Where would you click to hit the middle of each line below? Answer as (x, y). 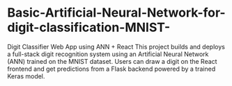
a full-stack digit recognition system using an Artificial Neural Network (108, 54)
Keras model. (26, 76)
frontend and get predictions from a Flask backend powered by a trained (111, 69)
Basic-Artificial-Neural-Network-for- (116, 13)
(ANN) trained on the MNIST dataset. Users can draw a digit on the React (112, 61)
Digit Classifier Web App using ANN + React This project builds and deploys (116, 46)
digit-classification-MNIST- (89, 27)
